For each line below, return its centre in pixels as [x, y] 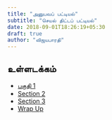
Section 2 [31, 93]
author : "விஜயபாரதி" [36, 40]
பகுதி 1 [26, 85]
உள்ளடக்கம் [32, 69]
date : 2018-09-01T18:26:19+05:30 [56, 27]
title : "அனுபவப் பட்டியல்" [43, 14]
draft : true [25, 34]
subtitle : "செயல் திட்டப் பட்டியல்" [52, 20]
